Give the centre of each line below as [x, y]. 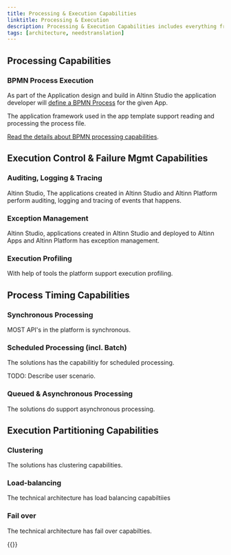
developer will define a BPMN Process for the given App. [88, 102]
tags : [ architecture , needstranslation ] [66, 33]
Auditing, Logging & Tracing [55, 178]
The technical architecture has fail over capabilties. [80, 531]
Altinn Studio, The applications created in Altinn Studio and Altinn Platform [112, 193]
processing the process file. [47, 123]
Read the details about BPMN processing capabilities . [83, 137]
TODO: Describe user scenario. [52, 376]
